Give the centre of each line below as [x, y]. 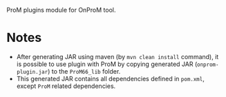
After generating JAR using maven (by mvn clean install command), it [117, 56]
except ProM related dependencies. [66, 86]
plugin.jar [32, 72]
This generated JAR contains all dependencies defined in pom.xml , [110, 78]
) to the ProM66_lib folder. [84, 71]
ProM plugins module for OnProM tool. [61, 10]
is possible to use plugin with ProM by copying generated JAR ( [107, 64]
